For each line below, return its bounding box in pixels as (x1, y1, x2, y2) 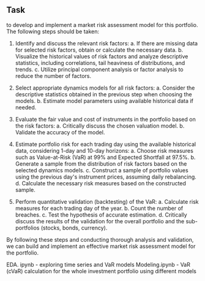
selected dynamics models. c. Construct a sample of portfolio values (15, 166, 188, 174)
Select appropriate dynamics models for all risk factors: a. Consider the (15, 84, 195, 91)
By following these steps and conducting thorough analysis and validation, (6, 236, 194, 243)
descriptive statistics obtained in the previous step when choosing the (15, 90, 192, 98)
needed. (15, 104, 37, 111)
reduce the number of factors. (15, 72, 92, 79)
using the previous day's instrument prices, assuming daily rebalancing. (15, 173, 197, 180)
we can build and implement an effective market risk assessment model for (6, 242, 196, 250)
